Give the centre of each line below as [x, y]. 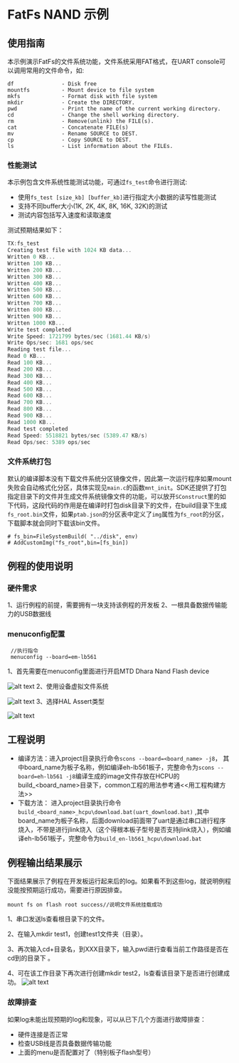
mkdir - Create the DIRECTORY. [71, 102]
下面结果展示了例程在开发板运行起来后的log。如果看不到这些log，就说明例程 [119, 881]
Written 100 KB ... [34, 263]
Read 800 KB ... [30, 409]
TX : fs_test [23, 244]
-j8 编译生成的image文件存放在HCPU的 [123, 776]
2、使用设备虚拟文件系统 [72, 686]
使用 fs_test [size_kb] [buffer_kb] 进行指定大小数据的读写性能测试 [117, 197]
